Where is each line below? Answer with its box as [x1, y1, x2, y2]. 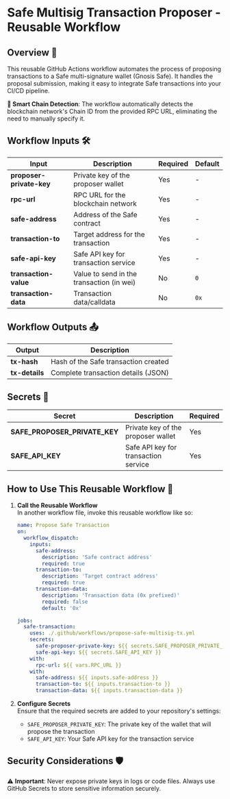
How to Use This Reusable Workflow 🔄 [7, 483, 173, 495]
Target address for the [73, 230, 145, 239]
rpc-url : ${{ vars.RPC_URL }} [35, 661, 122, 669]
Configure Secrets [16, 700, 71, 707]
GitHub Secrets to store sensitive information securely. [7, 784, 161, 792]
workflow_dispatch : [23, 534, 79, 541]
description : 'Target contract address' [42, 573, 159, 580]
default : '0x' [42, 604, 82, 611]
